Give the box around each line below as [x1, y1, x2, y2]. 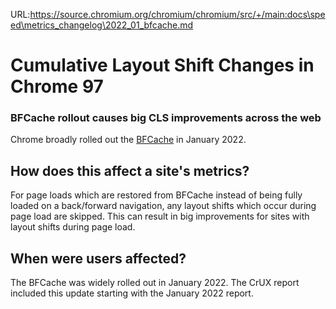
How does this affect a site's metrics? [10, 162, 250, 179]
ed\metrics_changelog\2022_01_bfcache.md [10, 19, 194, 31]
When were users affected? [10, 250, 187, 267]
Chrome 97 [10, 75, 104, 98]
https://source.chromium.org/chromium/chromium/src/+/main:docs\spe [29, 9, 326, 20]
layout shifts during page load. [10, 221, 136, 233]
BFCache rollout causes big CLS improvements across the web [10, 111, 322, 125]
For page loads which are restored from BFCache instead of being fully [10, 189, 303, 201]
